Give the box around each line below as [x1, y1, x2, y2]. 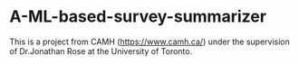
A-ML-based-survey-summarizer [9, 6, 267, 27]
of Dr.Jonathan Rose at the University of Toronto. [9, 45, 193, 56]
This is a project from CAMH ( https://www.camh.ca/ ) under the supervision [9, 36, 290, 47]
